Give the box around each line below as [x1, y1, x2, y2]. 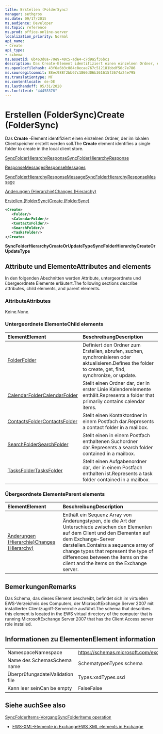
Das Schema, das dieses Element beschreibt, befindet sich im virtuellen [5, 595, 148, 601]
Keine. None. [5, 309, 30, 314]
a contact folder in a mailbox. [82, 424, 149, 431]
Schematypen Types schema [78, 660, 143, 667]
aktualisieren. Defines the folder [82, 359, 154, 366]
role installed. [5, 621, 33, 627]
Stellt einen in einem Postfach [82, 432, 150, 439]
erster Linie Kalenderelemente [82, 386, 151, 392]
